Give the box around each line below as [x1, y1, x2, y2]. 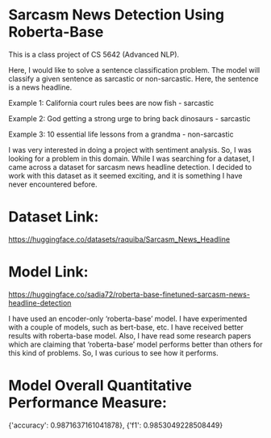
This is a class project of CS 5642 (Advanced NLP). [8, 49, 180, 59]
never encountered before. [8, 179, 98, 189]
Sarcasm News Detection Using [8, 6, 224, 24]
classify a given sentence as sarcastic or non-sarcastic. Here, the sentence [8, 74, 259, 83]
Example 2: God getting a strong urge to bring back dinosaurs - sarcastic [8, 113, 252, 123]
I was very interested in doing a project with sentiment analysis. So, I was [8, 145, 252, 154]
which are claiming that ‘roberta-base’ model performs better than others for [8, 339, 263, 349]
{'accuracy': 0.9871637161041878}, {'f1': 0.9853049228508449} [8, 420, 223, 430]
